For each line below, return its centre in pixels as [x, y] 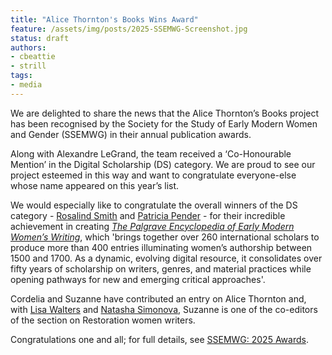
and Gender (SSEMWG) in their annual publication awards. [131, 134]
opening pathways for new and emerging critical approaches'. [138, 279]
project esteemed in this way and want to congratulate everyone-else [153, 175]
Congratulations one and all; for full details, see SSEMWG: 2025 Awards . [159, 339]
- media [26, 85]
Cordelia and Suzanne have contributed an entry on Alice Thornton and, [158, 298]
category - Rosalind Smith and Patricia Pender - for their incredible [148, 215]
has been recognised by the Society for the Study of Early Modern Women [164, 123]
